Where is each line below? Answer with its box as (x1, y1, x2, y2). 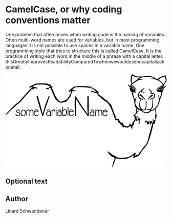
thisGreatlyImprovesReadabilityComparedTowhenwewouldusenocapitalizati (5, 58, 165, 64)
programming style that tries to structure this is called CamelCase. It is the (5, 48, 162, 54)
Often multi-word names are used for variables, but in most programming (5, 37, 160, 43)
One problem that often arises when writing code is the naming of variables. (5, 31, 165, 37)
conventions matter (5, 14, 91, 26)
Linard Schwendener (5, 208, 50, 214)
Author (5, 194, 28, 203)
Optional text (5, 177, 48, 186)
